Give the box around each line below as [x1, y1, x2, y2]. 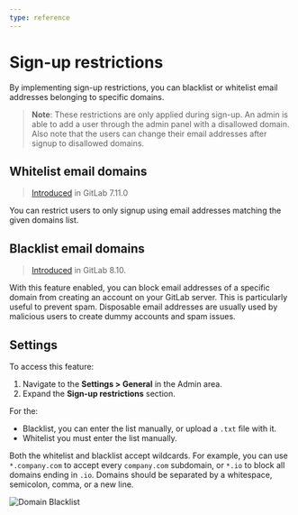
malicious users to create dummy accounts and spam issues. [9, 311, 236, 322]
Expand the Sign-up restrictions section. [22, 389, 176, 399]
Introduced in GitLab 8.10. [31, 265, 127, 276]
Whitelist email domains [9, 163, 148, 179]
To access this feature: [9, 362, 95, 372]
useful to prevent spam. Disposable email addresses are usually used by [9, 301, 278, 312]
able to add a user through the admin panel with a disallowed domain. [31, 118, 290, 129]
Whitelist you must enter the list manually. [22, 433, 177, 443]
